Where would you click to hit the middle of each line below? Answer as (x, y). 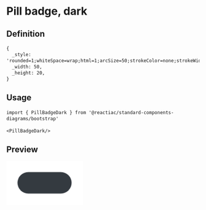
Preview (22, 150)
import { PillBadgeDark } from (46, 112)
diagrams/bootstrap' (33, 118)
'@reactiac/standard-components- (131, 112)
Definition (25, 34)
